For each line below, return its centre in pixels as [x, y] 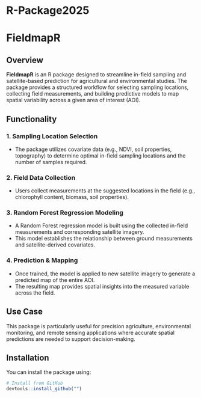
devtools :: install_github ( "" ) [44, 389]
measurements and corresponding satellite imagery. [79, 232]
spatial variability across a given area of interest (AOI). [73, 100]
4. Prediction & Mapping [42, 260]
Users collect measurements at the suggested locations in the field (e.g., [105, 191]
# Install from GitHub [35, 383]
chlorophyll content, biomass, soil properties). [72, 197]
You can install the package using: [49, 372]
